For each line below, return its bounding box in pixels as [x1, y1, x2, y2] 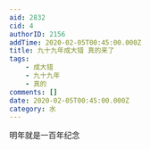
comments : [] [9, 87, 58, 96]
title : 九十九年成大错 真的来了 [9, 46, 115, 55]
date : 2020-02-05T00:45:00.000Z [9, 95, 129, 105]
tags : [9, 54, 29, 63]
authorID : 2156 [9, 29, 66, 38]
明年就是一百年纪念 [9, 130, 80, 141]
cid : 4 [9, 21, 34, 30]
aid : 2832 [9, 12, 46, 22]
